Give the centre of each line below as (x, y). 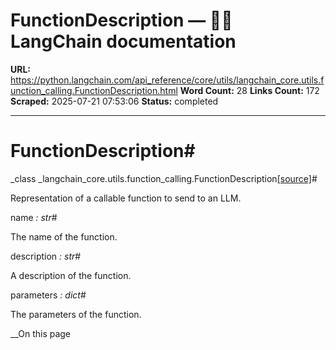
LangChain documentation (123, 41)
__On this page (41, 333)
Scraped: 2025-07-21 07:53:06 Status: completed (114, 101)
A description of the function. (71, 275)
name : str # (34, 217)
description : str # (46, 256)
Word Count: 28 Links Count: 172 (249, 90)
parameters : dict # (48, 295)
